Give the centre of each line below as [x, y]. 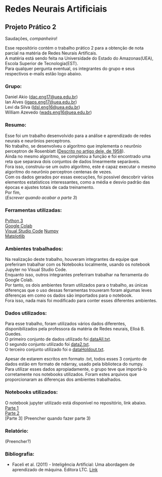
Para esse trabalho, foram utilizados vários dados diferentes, [66, 324]
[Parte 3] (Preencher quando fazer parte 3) [48, 418]
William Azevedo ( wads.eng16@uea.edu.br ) [48, 112]
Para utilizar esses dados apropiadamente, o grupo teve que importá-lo [76, 369]
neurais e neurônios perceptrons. [38, 141]
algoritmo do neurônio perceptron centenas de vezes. [59, 171]
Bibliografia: [20, 454]
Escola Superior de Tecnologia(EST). [42, 63]
